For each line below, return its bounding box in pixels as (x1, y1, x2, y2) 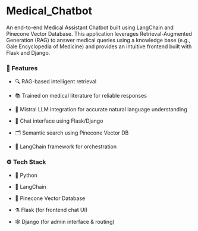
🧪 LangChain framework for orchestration (14, 143, 117, 150)
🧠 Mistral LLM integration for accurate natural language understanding (14, 106, 187, 113)
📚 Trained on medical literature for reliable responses (14, 92, 147, 99)
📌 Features (6, 64, 38, 72)
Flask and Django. (6, 49, 51, 56)
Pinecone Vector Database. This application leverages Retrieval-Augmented (6, 30, 192, 37)
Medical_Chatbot (6, 4, 93, 18)
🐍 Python (14, 171, 37, 179)
